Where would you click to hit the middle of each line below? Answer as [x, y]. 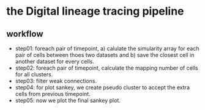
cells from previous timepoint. [53, 94]
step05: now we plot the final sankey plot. [68, 100]
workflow [25, 34]
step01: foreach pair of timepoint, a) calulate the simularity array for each [107, 48]
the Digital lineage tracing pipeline [95, 11]
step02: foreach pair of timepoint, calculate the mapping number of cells [107, 68]
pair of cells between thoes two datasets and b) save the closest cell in [105, 55]
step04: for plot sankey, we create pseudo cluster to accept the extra [102, 87]
